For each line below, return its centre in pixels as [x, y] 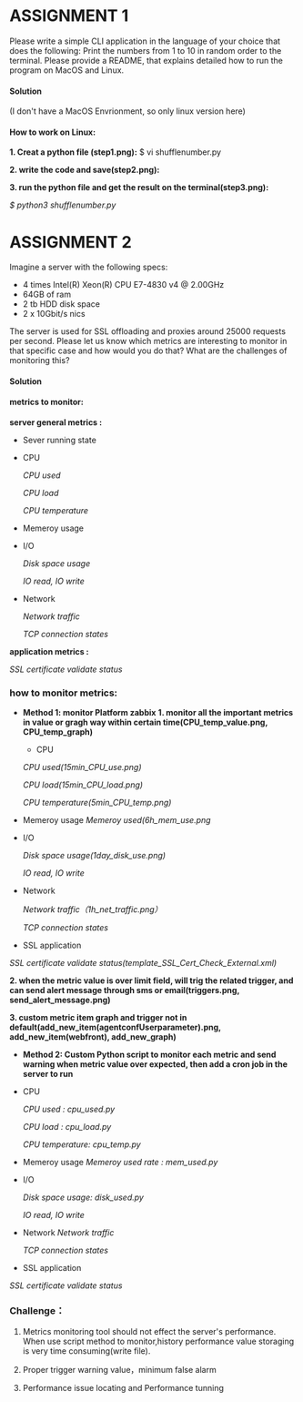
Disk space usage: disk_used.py [83, 1197]
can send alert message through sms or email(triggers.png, [125, 991]
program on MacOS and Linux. [67, 70]
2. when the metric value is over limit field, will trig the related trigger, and [151, 980]
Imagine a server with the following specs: [89, 267]
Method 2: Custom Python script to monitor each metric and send [149, 1055]
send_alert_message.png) [60, 1000]
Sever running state [60, 440]
